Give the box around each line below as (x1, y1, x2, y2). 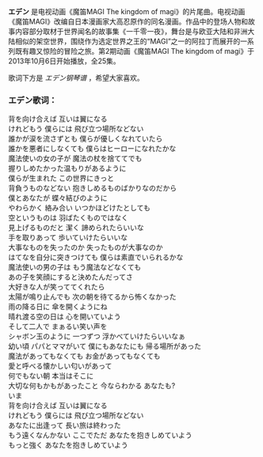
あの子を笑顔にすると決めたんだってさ (8, 272, 133, 282)
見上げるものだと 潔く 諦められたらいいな (8, 223, 144, 232)
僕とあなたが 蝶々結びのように (8, 193, 108, 203)
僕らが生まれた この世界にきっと (8, 173, 115, 183)
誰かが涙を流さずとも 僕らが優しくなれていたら (8, 134, 163, 144)
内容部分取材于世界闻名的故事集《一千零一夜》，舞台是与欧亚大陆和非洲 (14, 27, 248, 36)
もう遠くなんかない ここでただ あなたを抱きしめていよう (8, 430, 192, 440)
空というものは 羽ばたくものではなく (8, 213, 128, 223)
